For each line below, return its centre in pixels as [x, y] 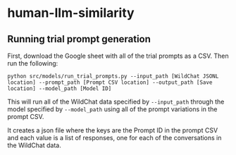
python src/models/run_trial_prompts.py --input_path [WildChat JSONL [113, 76]
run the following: [33, 63]
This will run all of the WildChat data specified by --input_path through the [116, 101]
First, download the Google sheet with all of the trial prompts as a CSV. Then [118, 56]
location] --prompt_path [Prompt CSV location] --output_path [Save [110, 82]
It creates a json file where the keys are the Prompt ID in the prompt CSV [113, 130]
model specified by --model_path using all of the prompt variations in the [112, 109]
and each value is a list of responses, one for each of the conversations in [114, 138]
